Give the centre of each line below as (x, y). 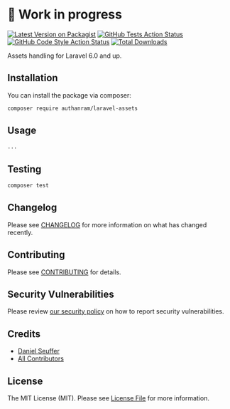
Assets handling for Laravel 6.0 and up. (65, 56)
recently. (20, 232)
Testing (24, 169)
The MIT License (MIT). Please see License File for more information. (108, 398)
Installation (33, 78)
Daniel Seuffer (39, 351)
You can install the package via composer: (69, 95)
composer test (28, 186)
